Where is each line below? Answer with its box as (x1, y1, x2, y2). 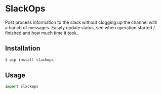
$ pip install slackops (5, 57, 54, 62)
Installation (5, 44, 40, 52)
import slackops (5, 84, 39, 89)
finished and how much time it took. (5, 30, 78, 36)
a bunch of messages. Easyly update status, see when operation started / (5, 24, 155, 30)
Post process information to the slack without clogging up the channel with (5, 19, 158, 25)
